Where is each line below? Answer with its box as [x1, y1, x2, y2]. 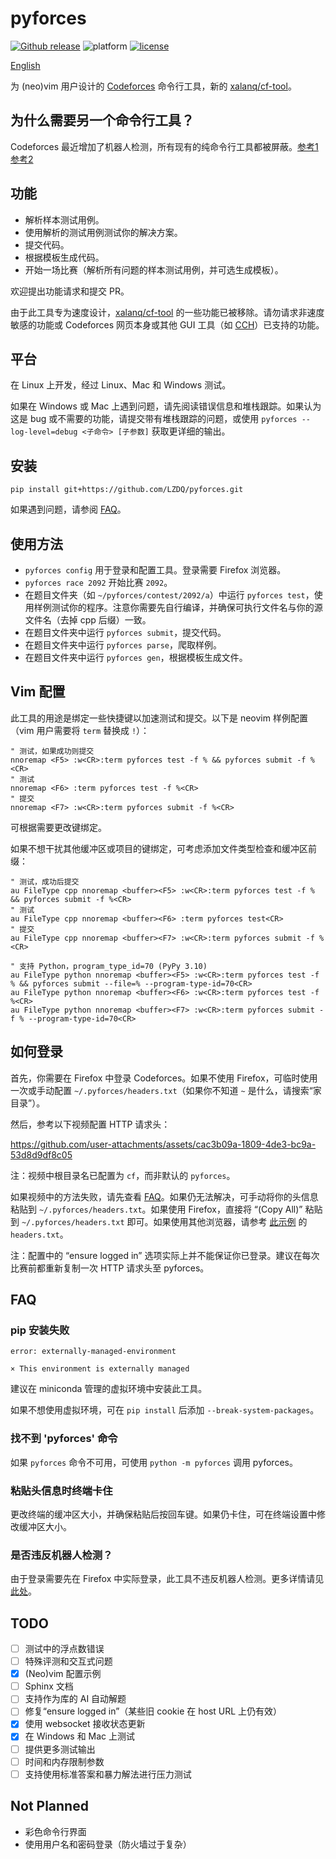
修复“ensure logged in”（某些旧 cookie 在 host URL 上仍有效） [24, 1705, 283, 1717]
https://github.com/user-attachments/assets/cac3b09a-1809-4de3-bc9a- [10, 1138, 317, 1150]
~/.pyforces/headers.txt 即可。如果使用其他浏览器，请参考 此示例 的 [21, 1215, 308, 1227]
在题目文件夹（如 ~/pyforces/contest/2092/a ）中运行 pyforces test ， [24, 589, 315, 601]
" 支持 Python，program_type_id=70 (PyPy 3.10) [10, 961, 208, 971]
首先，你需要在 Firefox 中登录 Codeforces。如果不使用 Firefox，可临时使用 [10, 1072, 318, 1084]
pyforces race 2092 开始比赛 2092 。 [24, 577, 173, 588]
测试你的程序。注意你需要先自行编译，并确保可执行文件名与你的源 [51, 602, 323, 613]
